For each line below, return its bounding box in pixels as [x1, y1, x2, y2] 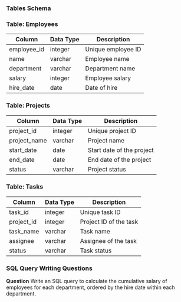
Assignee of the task [80, 236, 137, 245]
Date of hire [85, 84, 118, 92]
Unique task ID [80, 208, 121, 216]
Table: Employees [6, 20, 58, 28]
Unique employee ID [85, 46, 141, 54]
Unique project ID [87, 126, 137, 135]
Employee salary [85, 74, 131, 82]
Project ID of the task [80, 217, 139, 226]
